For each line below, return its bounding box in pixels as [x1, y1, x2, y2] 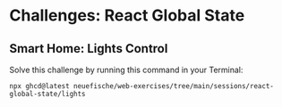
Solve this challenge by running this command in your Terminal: [9, 64, 244, 75]
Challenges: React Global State [9, 5, 245, 26]
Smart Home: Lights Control [9, 41, 168, 56]
